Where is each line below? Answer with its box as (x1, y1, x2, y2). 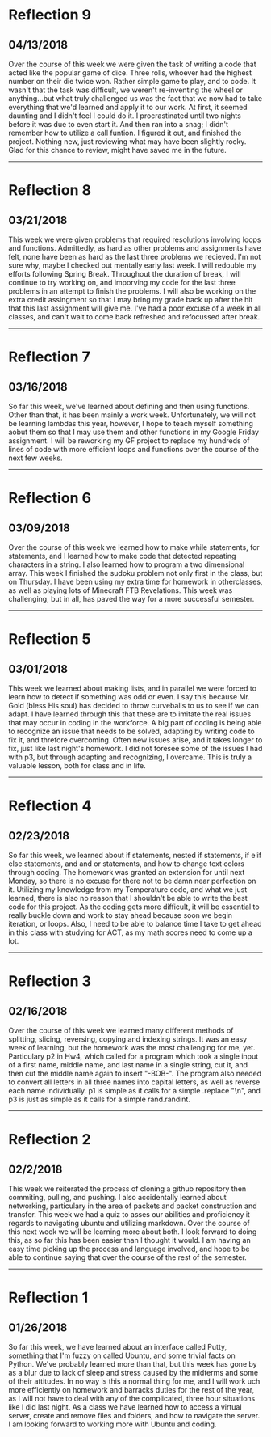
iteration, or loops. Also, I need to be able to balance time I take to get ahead (8, 919, 262, 928)
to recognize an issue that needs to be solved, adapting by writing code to (8, 726, 256, 736)
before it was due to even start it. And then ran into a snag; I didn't (8, 120, 228, 129)
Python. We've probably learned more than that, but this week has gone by (8, 1359, 257, 1368)
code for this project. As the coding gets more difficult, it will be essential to (8, 902, 260, 911)
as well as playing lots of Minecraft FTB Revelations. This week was (8, 585, 233, 595)
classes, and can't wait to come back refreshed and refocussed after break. (8, 312, 261, 321)
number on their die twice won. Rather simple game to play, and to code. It (8, 77, 256, 86)
